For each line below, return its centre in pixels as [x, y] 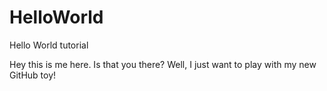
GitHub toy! [33, 75]
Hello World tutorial [49, 45]
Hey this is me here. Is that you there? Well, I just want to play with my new [163, 64]
